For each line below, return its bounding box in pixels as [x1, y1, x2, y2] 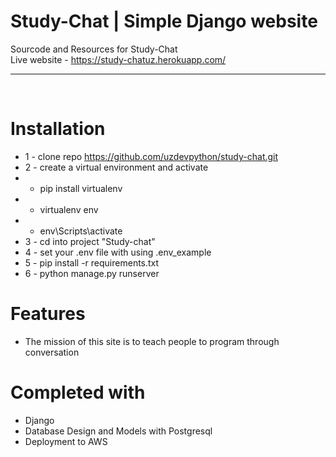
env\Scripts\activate [39, 225, 123, 237]
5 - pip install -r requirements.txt [24, 256, 160, 269]
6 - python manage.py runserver [24, 267, 160, 279]
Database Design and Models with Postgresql [24, 425, 213, 437]
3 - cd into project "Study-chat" [24, 235, 156, 247]
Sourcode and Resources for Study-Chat [10, 43, 178, 55]
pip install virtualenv [39, 182, 123, 194]
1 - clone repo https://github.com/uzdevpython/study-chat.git [24, 150, 279, 162]
